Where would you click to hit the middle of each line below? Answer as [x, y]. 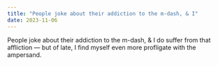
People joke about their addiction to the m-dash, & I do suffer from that [109, 40]
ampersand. [24, 55]
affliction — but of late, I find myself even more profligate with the [102, 47]
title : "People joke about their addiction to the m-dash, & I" [103, 14]
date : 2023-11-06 [32, 20]
